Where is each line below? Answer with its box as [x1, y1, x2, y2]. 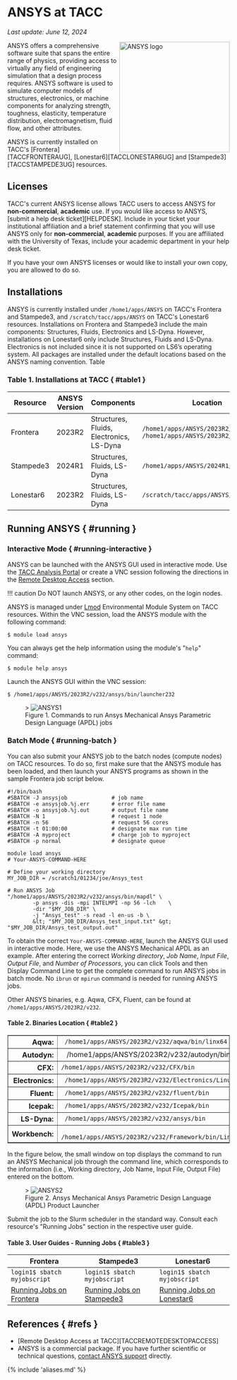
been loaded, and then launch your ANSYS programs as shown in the [7, 767, 209, 775]
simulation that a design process [7, 71, 102, 80]
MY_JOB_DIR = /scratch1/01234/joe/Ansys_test [7, 874, 143, 882]
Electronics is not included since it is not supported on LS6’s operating [7, 342, 212, 350]
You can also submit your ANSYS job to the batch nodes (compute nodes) [7, 752, 222, 760]
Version [56, 402, 84, 412]
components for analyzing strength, [7, 101, 111, 110]
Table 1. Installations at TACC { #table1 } [7, 375, 146, 385]
